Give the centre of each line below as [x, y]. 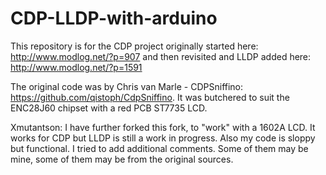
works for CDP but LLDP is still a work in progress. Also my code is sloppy [163, 138]
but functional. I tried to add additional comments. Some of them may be [159, 148]
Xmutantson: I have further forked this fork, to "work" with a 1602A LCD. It [163, 127]
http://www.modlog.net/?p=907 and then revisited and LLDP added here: [161, 56]
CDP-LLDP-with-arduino [114, 18]
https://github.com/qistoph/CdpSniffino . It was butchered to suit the [150, 97]
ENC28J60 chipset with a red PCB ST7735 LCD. [109, 108]
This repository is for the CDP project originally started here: [134, 46]
